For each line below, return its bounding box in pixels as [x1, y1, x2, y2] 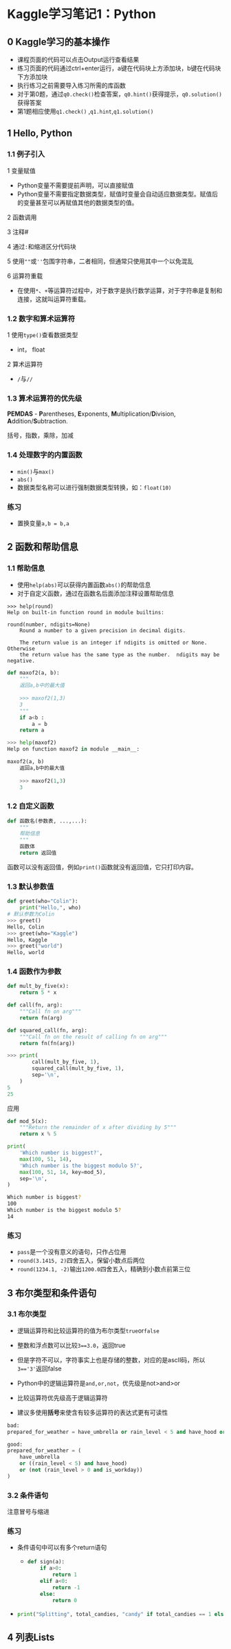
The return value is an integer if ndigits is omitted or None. [19, 639, 208, 646]
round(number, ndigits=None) [7, 621, 91, 628]
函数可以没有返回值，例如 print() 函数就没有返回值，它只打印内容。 [7, 862, 198, 871]
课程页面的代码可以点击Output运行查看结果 [16, 56, 140, 63]
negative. [7, 657, 36, 664]
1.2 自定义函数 [7, 801, 54, 811]
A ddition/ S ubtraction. [7, 417, 69, 425]
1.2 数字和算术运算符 [7, 314, 76, 323]
